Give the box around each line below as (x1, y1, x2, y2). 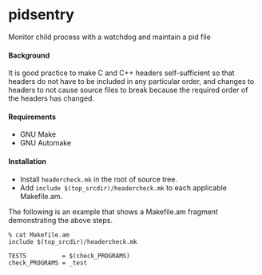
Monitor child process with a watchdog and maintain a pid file (8, 32, 212, 42)
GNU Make (19, 130, 57, 139)
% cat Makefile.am (8, 230, 69, 239)
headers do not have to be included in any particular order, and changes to (8, 77, 255, 86)
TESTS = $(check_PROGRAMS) (8, 252, 130, 260)
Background (8, 50, 50, 60)
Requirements (8, 112, 57, 122)
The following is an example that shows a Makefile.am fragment (8, 206, 218, 217)
